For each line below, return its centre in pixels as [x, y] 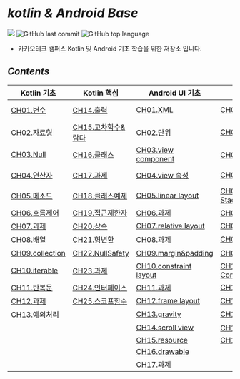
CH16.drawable [162, 352]
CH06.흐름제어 [35, 213]
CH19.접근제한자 [100, 213]
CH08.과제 [154, 239]
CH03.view [155, 150]
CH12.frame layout [168, 301]
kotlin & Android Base [73, 13]
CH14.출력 [90, 110]
